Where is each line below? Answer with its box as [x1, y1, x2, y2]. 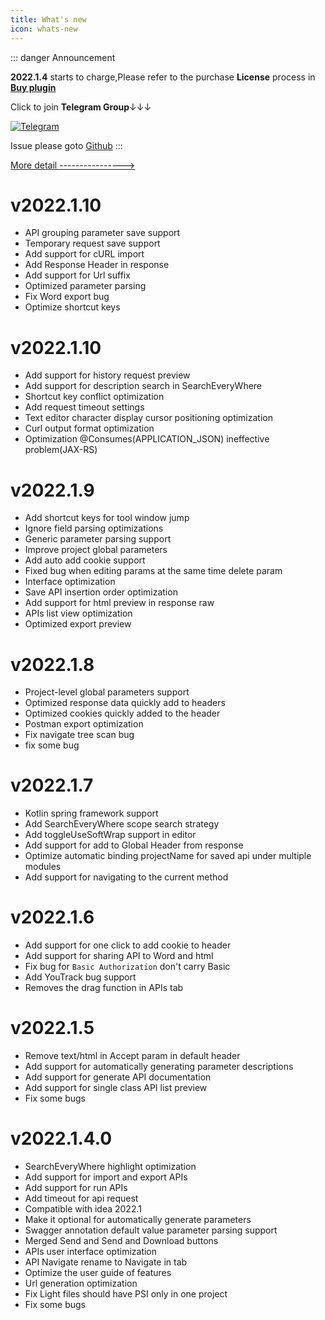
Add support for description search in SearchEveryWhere [24, 380, 263, 392]
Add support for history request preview [24, 369, 191, 381]
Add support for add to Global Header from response [24, 839, 244, 851]
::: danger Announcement [10, 51, 116, 63]
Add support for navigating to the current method [24, 871, 229, 883]
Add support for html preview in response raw [24, 597, 215, 609]
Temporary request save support [24, 237, 161, 250]
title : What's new [10, 14, 87, 25]
